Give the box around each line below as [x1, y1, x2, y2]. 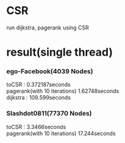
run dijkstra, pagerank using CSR [6, 24, 90, 31]
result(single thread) [6, 45, 113, 59]
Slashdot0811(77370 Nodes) [6, 109, 92, 118]
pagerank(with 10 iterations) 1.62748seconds [6, 87, 120, 95]
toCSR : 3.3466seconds [6, 123, 66, 130]
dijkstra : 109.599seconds [6, 94, 71, 101]
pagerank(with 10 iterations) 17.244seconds [6, 130, 116, 137]
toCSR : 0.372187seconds [6, 81, 71, 89]
